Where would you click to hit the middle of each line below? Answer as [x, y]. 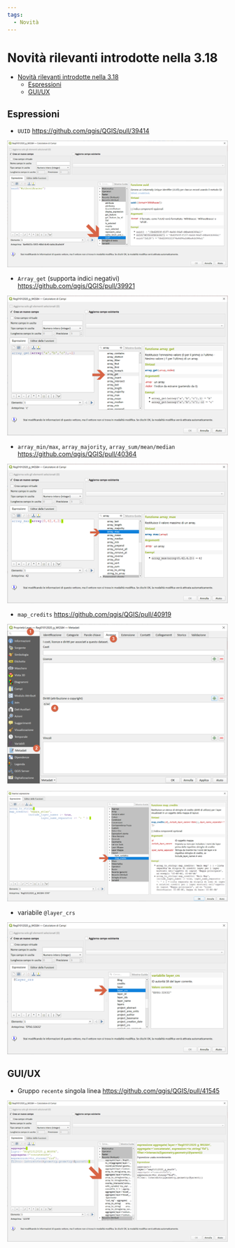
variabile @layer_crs [46, 912]
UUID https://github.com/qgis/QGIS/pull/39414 [83, 131]
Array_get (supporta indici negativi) [69, 279]
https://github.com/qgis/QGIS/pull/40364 [77, 454]
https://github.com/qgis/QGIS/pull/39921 [76, 286]
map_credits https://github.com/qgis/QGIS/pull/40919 [94, 615]
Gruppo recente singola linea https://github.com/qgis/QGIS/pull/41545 [119, 1090]
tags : [15, 15]
